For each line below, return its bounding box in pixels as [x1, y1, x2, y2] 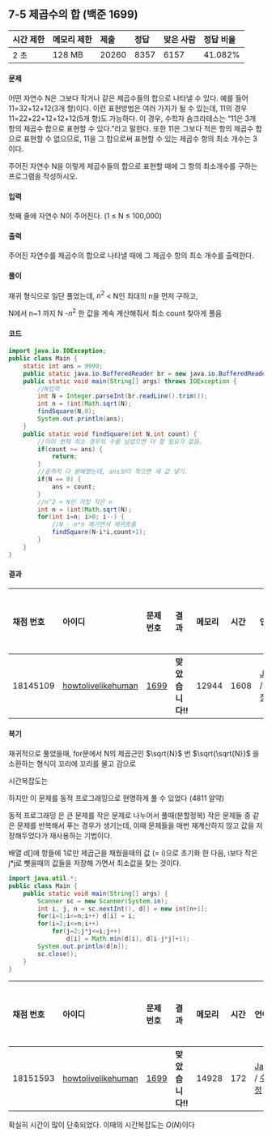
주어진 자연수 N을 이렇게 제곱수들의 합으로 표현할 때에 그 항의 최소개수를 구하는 [8, 162, 257, 171]
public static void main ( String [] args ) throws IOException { [23, 377, 237, 385]
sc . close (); [37, 950, 79, 958]
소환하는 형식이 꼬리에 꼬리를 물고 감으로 [8, 759, 136, 769]
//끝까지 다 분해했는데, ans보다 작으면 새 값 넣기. [37, 467, 189, 476]
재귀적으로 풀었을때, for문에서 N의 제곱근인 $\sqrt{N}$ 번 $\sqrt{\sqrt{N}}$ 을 [8, 749, 260, 759]
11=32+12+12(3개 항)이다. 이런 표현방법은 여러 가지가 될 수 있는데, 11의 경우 [8, 104, 248, 114]
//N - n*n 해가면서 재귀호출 [51, 520, 137, 529]
